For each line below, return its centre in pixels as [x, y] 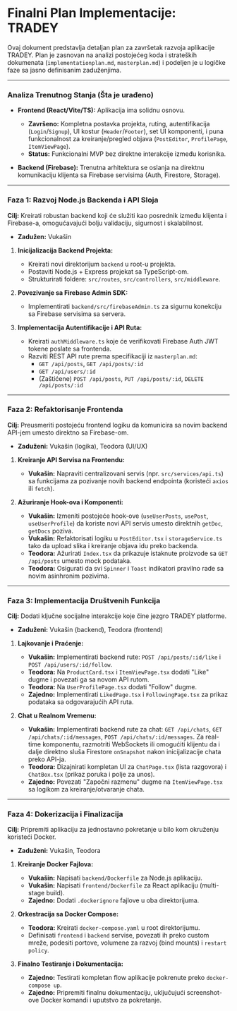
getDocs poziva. [51, 531]
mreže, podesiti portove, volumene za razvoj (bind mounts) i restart [127, 943]
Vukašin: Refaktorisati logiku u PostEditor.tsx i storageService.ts [125, 538]
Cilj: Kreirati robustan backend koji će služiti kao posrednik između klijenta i [117, 215]
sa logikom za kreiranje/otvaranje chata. [86, 789]
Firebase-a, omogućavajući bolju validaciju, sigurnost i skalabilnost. [105, 223]
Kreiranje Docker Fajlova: [55, 864]
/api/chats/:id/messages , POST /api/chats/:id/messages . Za [116, 737]
